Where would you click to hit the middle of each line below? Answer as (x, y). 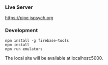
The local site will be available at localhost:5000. (54, 58)
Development (22, 31)
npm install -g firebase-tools (37, 40)
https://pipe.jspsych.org (29, 18)
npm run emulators (24, 49)
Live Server (19, 7)
